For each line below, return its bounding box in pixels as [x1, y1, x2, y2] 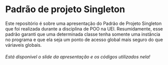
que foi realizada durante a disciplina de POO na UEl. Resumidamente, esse [5, 25, 163, 31]
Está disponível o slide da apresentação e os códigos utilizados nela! [5, 53, 151, 59]
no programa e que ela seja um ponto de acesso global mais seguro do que [5, 37, 163, 43]
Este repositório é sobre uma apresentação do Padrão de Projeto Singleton [5, 20, 162, 26]
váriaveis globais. [5, 42, 42, 48]
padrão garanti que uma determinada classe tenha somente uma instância [5, 31, 161, 37]
